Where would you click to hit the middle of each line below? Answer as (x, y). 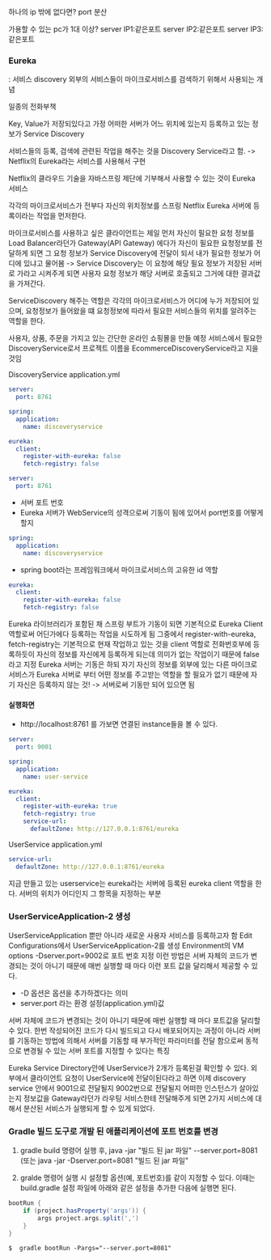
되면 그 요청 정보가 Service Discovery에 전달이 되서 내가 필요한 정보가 (141, 253)
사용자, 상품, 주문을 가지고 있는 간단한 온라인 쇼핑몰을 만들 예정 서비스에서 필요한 (135, 338)
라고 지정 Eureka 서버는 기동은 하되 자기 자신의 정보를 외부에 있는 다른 (119, 664)
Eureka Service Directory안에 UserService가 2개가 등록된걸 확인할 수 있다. (129, 1067)
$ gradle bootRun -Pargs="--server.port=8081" (90, 1248)
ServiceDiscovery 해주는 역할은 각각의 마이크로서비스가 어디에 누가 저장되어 (129, 301)
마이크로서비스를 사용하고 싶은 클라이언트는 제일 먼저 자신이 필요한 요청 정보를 (131, 233)
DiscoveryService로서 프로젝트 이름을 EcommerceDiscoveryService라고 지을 (133, 348)
